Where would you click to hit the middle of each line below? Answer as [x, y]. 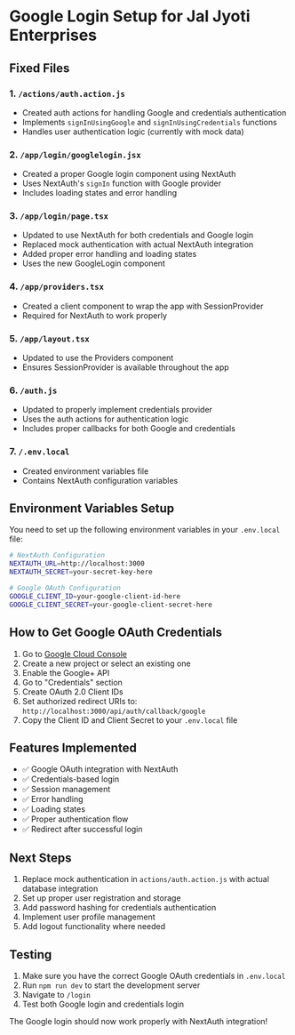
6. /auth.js [33, 390]
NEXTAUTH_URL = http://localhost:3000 [77, 564]
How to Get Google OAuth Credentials [116, 633]
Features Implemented [73, 747]
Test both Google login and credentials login [103, 1004]
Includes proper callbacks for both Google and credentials [128, 429]
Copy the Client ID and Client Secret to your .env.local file [130, 720]
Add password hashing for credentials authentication [119, 908]
